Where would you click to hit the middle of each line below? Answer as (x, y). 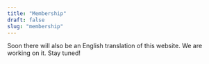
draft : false (26, 20)
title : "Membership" (37, 13)
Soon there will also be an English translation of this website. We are (105, 46)
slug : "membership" (35, 26)
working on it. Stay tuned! (44, 53)
